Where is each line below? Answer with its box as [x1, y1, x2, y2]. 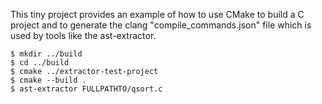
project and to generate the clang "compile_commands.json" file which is [10, 19, 312, 31]
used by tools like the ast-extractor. [10, 30, 157, 41]
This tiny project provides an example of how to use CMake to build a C [10, 9, 305, 20]
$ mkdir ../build [10, 49, 83, 59]
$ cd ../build [10, 58, 70, 68]
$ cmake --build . [10, 75, 87, 85]
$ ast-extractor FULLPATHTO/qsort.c [10, 84, 163, 94]
